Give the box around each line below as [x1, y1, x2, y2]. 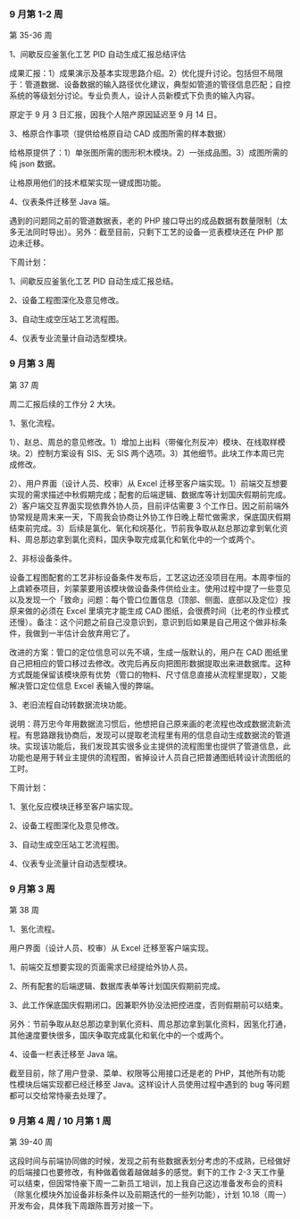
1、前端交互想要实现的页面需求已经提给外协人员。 [9, 961, 193, 972]
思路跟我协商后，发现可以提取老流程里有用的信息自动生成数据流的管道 [32, 729, 291, 740]
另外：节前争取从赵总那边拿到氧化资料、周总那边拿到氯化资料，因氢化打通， [9, 1018, 291, 1029]
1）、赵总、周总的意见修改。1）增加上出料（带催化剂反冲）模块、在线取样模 [9, 436, 286, 447]
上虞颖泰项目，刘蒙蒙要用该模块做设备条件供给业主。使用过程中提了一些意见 [9, 583, 291, 594]
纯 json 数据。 [9, 158, 61, 169]
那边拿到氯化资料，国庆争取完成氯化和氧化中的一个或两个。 [39, 534, 260, 545]
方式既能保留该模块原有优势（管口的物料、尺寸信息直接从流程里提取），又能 [9, 669, 287, 680]
